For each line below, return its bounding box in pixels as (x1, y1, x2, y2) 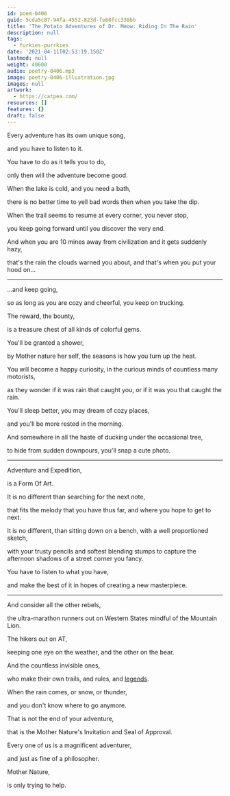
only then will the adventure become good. (7, 171, 128, 179)
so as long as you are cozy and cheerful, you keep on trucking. (7, 298, 185, 306)
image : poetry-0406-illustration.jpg (7, 73, 115, 81)
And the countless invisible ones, (7, 661, 101, 670)
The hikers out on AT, (7, 635, 68, 643)
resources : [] (7, 100, 48, 106)
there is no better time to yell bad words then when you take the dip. (7, 197, 200, 206)
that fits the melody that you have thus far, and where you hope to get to (7, 505, 212, 514)
